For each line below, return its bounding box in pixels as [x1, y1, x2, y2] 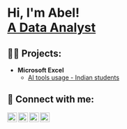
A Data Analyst [7, 20, 96, 36]
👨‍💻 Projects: [7, 47, 61, 59]
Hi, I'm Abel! [7, 5, 80, 21]
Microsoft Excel [17, 66, 64, 74]
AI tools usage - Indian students [27, 73, 120, 82]
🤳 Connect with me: [7, 93, 94, 105]
